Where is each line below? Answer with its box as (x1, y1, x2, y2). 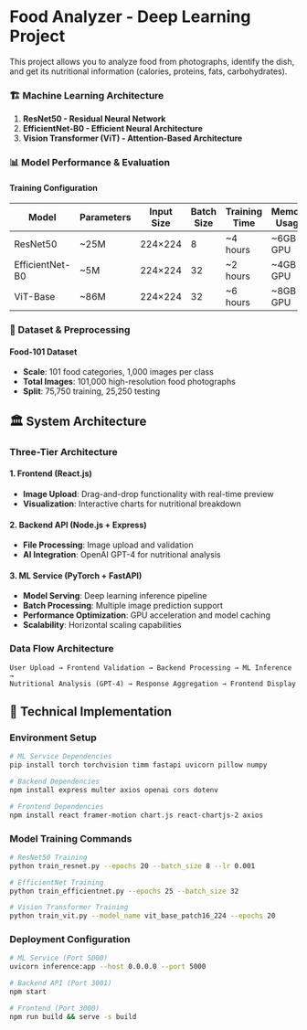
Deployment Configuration (9, 933, 131, 946)
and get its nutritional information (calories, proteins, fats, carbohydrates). (9, 66, 288, 77)
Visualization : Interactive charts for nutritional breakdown (22, 498, 242, 509)
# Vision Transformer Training (9, 903, 129, 912)
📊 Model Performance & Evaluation (9, 156, 171, 169)
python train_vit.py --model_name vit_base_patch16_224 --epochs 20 (9, 911, 276, 920)
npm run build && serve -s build (9, 1012, 137, 1021)
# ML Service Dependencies (9, 752, 112, 761)
